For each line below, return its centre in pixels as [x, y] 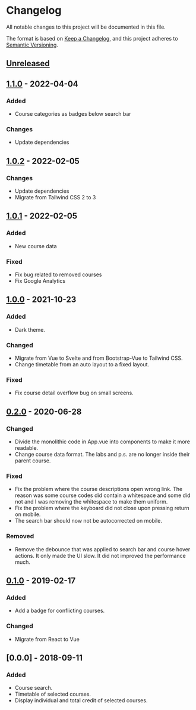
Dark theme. [30, 329]
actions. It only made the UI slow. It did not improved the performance [100, 555]
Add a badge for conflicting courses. [60, 611]
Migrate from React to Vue [47, 639]
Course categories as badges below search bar [73, 114]
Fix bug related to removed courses [58, 274]
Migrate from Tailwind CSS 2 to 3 [55, 197]
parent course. [33, 461]
